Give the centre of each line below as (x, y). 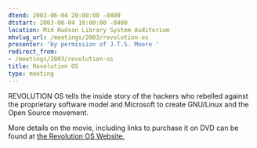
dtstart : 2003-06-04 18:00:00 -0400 (68, 23)
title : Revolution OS (43, 67)
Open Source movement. (48, 112)
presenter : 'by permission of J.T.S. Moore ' (83, 45)
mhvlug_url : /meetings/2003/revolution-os (78, 37)
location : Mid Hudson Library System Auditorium (89, 30)
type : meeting (31, 74)
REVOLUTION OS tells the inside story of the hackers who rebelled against (128, 96)
